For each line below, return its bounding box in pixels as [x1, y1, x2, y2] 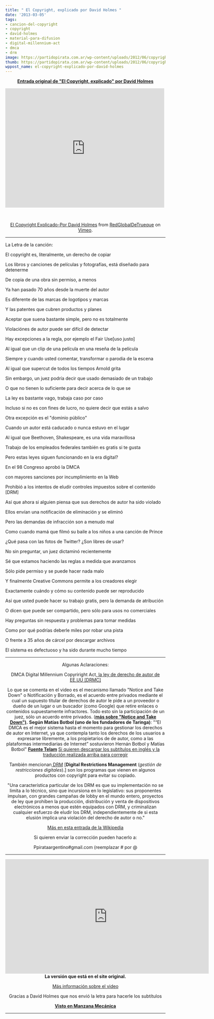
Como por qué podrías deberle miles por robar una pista [5, 627, 124, 634]
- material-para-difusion [5, 36, 60, 41]
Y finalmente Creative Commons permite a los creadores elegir [5, 578, 137, 584]
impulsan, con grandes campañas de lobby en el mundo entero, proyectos [7, 793, 164, 799]
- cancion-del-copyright [5, 21, 58, 27]
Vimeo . [78, 227, 93, 233]
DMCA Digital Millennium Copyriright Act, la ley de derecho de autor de [11, 671, 160, 677]
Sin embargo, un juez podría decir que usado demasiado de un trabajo [5, 375, 153, 382]
